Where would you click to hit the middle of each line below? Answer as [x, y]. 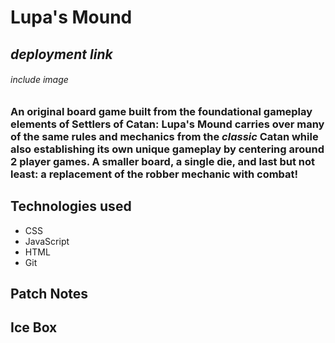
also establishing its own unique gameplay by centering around [167, 149]
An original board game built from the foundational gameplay [161, 111]
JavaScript [47, 241]
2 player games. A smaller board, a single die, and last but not [162, 161]
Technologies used [71, 206]
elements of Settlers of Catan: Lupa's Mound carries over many [167, 124]
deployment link [61, 54]
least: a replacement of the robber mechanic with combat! [154, 174]
